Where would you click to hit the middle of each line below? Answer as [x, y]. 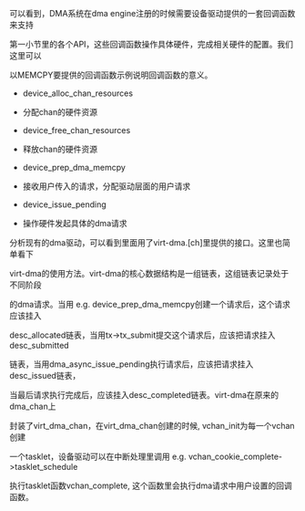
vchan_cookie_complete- [235, 456]
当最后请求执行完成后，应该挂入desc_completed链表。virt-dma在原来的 [144, 395]
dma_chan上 [33, 406]
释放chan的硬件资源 [60, 149]
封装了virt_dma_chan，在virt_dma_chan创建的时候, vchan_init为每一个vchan [152, 426]
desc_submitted [40, 345]
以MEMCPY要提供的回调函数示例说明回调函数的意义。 [111, 75]
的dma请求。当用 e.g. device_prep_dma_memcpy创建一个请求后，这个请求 [150, 304]
